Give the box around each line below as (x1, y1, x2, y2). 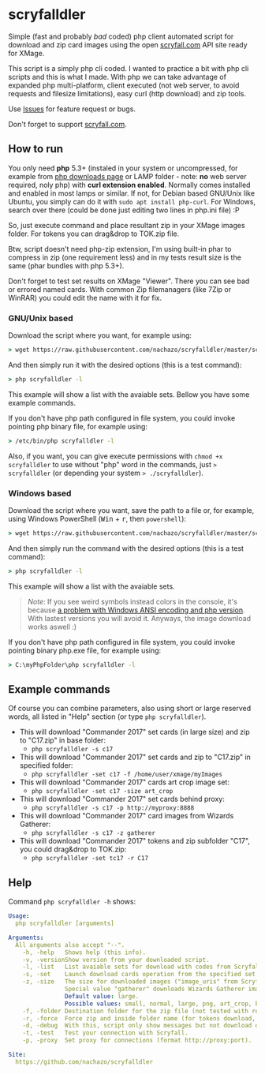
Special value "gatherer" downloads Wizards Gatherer (64, 985, 245, 994)
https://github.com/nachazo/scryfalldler (15, 1057, 154, 1066)
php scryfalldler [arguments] (15, 919, 114, 928)
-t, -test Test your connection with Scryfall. (22, 1029, 189, 1037)
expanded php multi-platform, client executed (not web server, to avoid (8, 80, 240, 90)
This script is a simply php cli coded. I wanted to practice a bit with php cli (8, 63, 249, 73)
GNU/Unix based (8, 312, 73, 324)
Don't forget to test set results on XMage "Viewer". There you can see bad (8, 276, 250, 286)
